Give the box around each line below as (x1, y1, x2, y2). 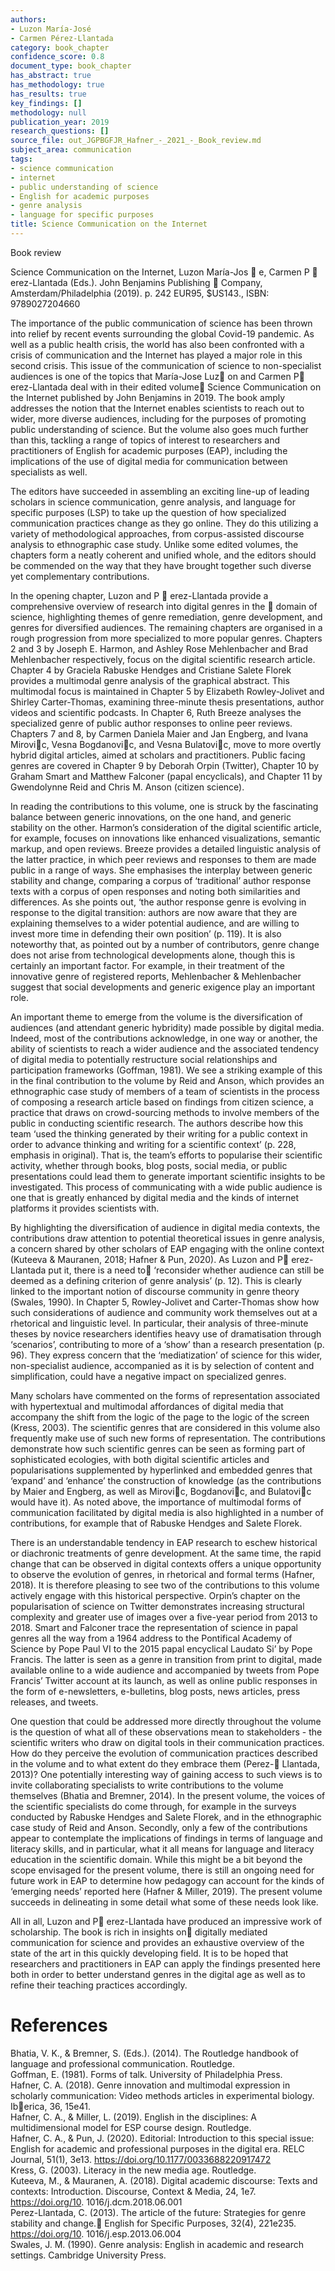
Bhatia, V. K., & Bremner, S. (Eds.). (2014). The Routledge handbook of (10, 2047, 299, 2059)
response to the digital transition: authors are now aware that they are (10, 906, 298, 918)
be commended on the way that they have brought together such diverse (10, 559, 312, 571)
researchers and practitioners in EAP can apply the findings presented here (10, 1957, 321, 1970)
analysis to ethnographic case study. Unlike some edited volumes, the (10, 538, 299, 550)
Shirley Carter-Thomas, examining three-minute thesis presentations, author (10, 696, 325, 708)
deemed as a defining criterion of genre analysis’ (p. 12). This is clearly (10, 1274, 303, 1286)
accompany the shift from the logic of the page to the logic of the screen (10, 1411, 310, 1423)
